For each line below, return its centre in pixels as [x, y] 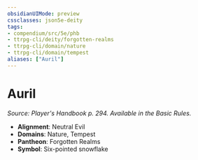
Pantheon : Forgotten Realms [59, 141]
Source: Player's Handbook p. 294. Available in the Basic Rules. [99, 113]
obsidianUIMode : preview [43, 14]
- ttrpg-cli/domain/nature [47, 46]
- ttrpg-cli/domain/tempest [48, 53]
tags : [15, 27]
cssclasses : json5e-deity [45, 20]
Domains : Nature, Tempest [56, 134]
